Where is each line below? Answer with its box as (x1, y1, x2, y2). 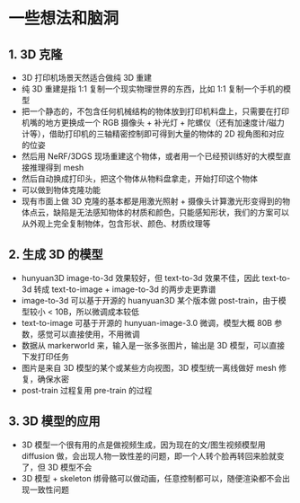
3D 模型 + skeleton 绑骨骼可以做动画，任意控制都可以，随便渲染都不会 (21, 472, 283, 483)
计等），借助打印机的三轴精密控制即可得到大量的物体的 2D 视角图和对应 (21, 128, 285, 139)
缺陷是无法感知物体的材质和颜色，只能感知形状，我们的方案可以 (52, 207, 289, 217)
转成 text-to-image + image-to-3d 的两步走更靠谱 (33, 284, 216, 295)
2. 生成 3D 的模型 (8, 247, 104, 262)
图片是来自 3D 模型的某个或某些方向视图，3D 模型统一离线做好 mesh (21, 362, 278, 373)
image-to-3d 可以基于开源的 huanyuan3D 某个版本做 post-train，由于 (21, 295, 279, 305)
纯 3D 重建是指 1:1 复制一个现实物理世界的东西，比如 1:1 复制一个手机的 (21, 84, 284, 94)
